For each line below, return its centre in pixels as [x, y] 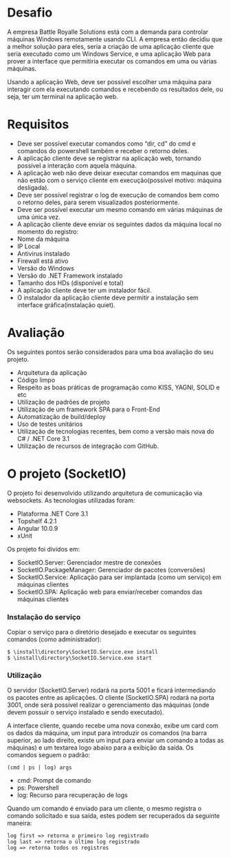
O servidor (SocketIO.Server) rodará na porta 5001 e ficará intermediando [111, 690]
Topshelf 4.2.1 [37, 521]
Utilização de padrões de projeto [63, 402]
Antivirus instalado [43, 253]
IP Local [29, 246]
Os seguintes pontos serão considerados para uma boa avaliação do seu [110, 352]
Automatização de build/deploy [62, 416]
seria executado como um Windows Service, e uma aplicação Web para [109, 54]
